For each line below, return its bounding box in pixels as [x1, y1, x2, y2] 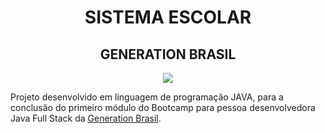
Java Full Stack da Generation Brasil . [10, 112, 162, 124]
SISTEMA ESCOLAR [84, 6, 252, 29]
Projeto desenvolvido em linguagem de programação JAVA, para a [10, 91, 284, 103]
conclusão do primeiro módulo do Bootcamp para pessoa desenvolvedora [10, 102, 316, 113]
